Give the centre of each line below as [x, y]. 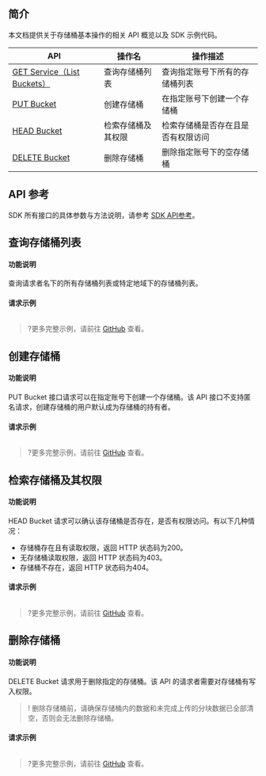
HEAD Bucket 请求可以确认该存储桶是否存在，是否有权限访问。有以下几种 [128, 521]
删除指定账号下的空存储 [205, 151]
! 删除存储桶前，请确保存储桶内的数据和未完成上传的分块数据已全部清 [141, 708]
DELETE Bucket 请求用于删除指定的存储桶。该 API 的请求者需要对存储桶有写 [132, 681]
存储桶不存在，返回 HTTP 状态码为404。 [86, 567]
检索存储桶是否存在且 [201, 125]
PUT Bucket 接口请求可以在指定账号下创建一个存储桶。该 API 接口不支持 [126, 397]
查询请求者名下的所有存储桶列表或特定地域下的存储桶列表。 [105, 283]
